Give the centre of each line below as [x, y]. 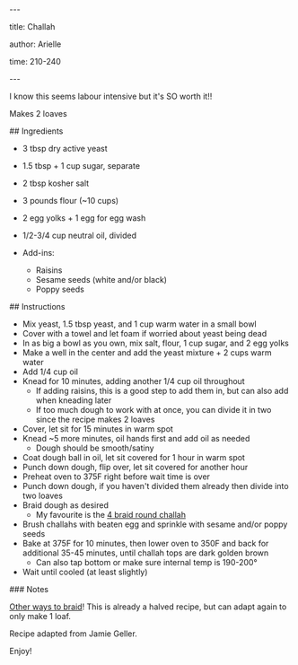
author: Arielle [35, 44]
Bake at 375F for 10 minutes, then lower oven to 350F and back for [145, 543]
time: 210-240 [35, 61]
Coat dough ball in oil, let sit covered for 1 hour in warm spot [133, 457]
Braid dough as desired [66, 505]
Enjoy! [21, 651]
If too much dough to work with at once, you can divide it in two [153, 410]
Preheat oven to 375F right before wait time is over [116, 477]
